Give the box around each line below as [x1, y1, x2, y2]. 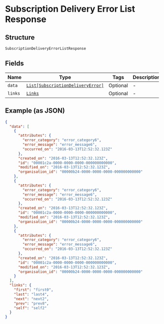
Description [132, 74, 161, 81]
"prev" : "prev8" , [14, 301, 49, 306]
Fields [5, 60, 24, 68]
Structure [5, 33, 35, 41]
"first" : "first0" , [14, 287, 54, 292]
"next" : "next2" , [14, 296, 49, 301]
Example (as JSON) [5, 106, 65, 115]
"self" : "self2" [14, 305, 47, 310]
